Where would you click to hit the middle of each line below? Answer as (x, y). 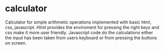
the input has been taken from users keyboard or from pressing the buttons (81, 38)
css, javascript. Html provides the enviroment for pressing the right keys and (82, 27)
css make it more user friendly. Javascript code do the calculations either (79, 32)
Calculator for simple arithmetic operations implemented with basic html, (78, 22)
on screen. (16, 43)
